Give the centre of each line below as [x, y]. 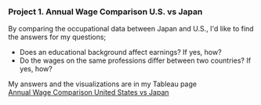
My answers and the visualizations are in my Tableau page [103, 84]
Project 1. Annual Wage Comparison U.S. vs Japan [105, 12]
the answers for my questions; [57, 37]
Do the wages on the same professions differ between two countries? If [135, 60]
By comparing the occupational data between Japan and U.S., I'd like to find [131, 29]
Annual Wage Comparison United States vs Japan [89, 92]
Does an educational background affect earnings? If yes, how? [120, 52]
